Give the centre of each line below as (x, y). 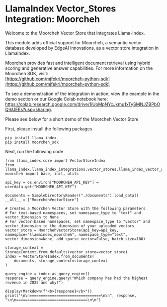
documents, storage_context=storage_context (61, 261)
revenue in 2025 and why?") (34, 282)
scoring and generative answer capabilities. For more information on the (79, 68)
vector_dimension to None (32, 217)
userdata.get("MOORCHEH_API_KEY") (41, 187)
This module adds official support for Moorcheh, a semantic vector (74, 42)
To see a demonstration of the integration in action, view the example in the (82, 94)
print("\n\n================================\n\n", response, (71, 296)
